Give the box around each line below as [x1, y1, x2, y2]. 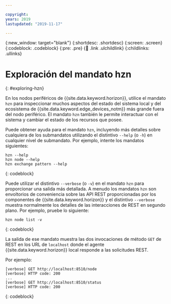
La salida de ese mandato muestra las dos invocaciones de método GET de [5, 236, 162, 242]
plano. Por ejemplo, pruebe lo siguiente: [5, 207, 89, 214]
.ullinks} [5, 50, 22, 57]
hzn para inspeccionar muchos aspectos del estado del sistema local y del [5, 100, 161, 107]
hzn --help [5, 153, 29, 158]
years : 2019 [5, 16, 31, 22]
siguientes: [5, 143, 29, 149]
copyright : [5, 12, 29, 17]
